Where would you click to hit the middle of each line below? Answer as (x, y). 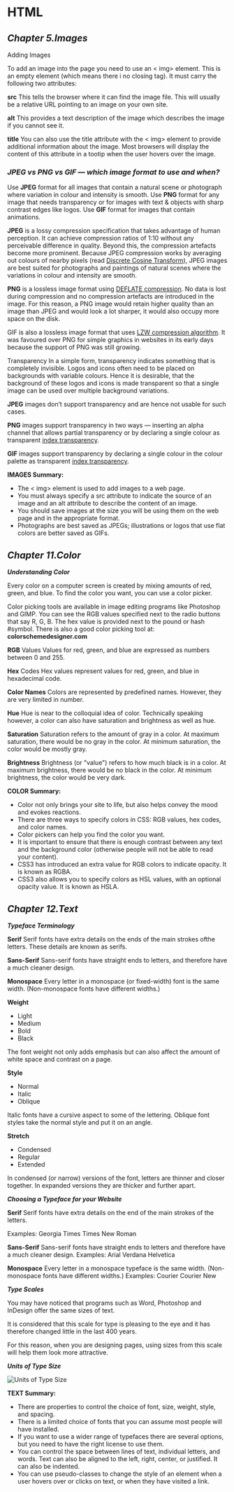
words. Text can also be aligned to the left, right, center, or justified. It (117, 1458)
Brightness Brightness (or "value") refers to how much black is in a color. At (117, 763)
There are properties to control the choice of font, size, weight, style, (116, 1406)
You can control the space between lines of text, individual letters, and (119, 1451)
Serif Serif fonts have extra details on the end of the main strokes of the (111, 1212)
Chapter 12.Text (43, 909)
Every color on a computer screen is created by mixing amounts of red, (110, 585)
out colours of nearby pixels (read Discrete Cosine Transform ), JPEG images (117, 261)
